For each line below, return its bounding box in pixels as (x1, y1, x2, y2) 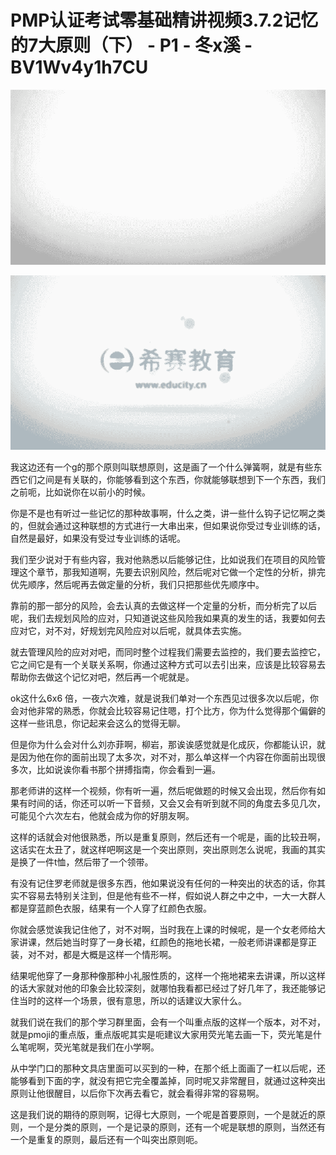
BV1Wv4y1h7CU (10, 56, 149, 79)
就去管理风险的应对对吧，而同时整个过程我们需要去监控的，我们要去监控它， (10, 646, 326, 658)
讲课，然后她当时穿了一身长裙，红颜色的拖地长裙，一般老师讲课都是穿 (18, 936, 308, 948)
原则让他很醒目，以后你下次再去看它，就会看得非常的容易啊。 (10, 1087, 265, 1100)
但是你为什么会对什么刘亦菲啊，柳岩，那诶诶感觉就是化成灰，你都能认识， (10, 739, 317, 751)
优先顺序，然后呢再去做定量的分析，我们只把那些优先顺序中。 (10, 579, 265, 591)
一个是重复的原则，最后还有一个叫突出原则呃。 (10, 1134, 203, 1146)
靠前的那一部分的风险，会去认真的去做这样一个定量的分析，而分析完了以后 (10, 600, 317, 612)
